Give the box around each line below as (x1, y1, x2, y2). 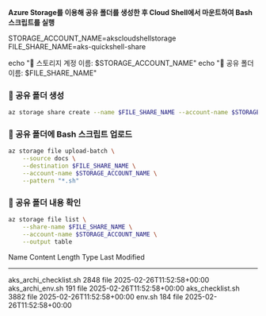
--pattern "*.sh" (22, 176, 80, 185)
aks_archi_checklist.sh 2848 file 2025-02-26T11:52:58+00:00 (8, 275, 210, 284)
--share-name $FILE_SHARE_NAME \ (22, 223, 133, 231)
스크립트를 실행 (8, 17, 55, 27)
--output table (22, 237, 73, 245)
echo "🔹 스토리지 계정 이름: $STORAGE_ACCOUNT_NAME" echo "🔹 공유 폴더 (8, 59, 254, 67)
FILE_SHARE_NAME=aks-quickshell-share (8, 42, 146, 51)
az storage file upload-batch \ (8, 147, 115, 156)
